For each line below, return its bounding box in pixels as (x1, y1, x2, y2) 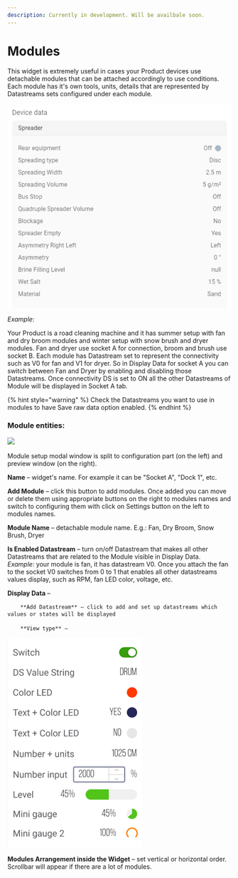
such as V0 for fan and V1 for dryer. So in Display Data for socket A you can (7, 358, 229, 367)
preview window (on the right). (7, 459, 97, 468)
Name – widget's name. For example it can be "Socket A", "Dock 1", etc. (7, 472, 217, 481)
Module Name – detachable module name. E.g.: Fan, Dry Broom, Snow (7, 523, 215, 532)
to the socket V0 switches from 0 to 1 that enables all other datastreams (7, 567, 218, 576)
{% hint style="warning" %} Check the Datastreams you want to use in (7, 396, 215, 404)
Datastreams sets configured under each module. (7, 89, 153, 98)
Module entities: (7, 420, 65, 430)
